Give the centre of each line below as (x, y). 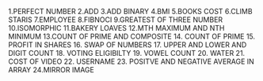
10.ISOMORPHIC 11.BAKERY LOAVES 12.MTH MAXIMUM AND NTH (116, 28)
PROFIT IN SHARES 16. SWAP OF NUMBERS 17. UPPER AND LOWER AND (128, 45)
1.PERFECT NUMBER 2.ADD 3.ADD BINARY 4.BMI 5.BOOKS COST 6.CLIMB (130, 11)
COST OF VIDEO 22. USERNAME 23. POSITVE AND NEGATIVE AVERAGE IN (131, 61)
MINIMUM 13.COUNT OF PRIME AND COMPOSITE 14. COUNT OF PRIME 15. (132, 36)
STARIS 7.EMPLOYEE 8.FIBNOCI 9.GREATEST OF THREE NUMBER (116, 20)
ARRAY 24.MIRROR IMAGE (51, 70)
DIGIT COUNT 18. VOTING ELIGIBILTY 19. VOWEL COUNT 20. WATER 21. (127, 53)
